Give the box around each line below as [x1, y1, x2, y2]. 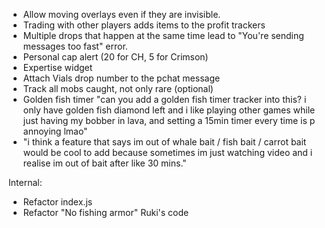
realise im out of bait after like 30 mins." [22, 157, 187, 169]
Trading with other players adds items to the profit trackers [22, 19, 266, 31]
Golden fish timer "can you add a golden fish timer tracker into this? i [22, 94, 307, 105]
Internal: [8, 177, 43, 188]
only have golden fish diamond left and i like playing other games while [22, 104, 316, 116]
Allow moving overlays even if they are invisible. [22, 9, 221, 20]
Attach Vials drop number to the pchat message [22, 72, 221, 84]
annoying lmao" [22, 125, 88, 137]
